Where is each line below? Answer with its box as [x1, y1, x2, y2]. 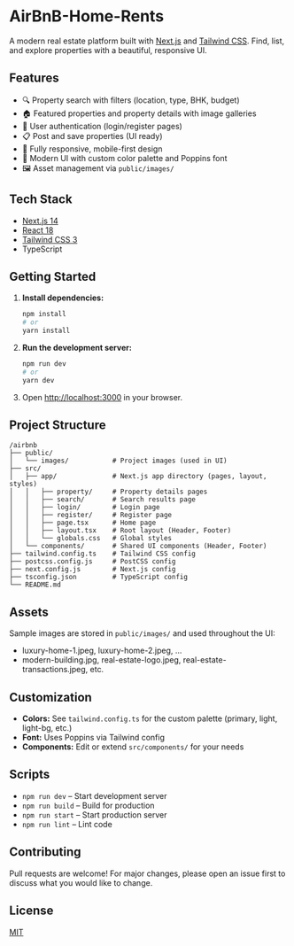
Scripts [9, 767, 50, 782]
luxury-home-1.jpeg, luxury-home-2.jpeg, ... [21, 645, 182, 656]
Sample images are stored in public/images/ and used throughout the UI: [9, 628, 276, 639]
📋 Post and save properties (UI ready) [21, 130, 163, 141]
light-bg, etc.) [21, 723, 73, 733]
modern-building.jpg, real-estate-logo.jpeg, [21, 655, 182, 665]
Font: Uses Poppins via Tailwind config [21, 733, 166, 743]
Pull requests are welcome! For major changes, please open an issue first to [9, 868, 286, 879]
